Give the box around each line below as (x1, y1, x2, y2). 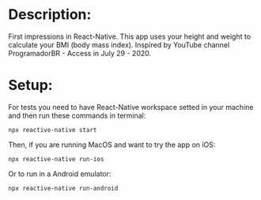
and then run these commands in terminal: (8, 111, 146, 120)
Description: (8, 6, 92, 24)
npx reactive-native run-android (8, 184, 119, 192)
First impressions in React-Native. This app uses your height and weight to (8, 32, 252, 41)
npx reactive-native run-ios (8, 155, 104, 163)
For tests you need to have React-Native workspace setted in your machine (8, 102, 254, 111)
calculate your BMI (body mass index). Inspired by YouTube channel (8, 40, 230, 49)
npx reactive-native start (8, 126, 97, 134)
